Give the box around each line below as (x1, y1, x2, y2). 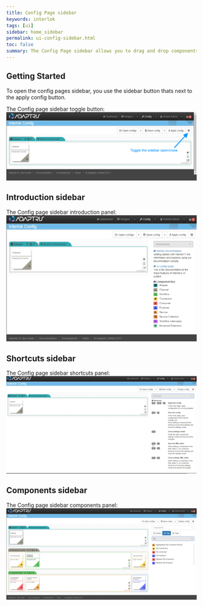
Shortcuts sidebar (6, 353, 76, 364)
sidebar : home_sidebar (6, 29, 63, 35)
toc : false (6, 42, 34, 48)
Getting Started (6, 71, 66, 82)
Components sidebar (6, 485, 88, 495)
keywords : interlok (6, 16, 56, 22)
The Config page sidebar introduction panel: (6, 208, 117, 216)
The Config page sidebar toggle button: (6, 105, 105, 112)
